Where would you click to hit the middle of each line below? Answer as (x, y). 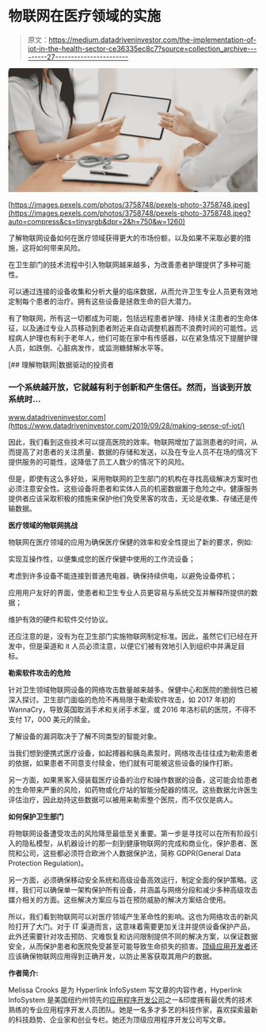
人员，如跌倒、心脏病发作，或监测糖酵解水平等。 (88, 348)
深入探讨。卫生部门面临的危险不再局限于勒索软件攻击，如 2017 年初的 (122, 699)
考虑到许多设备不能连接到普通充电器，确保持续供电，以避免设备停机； (123, 575)
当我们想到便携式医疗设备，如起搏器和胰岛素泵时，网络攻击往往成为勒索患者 (133, 753)
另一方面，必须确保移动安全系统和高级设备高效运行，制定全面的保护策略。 (129, 880)
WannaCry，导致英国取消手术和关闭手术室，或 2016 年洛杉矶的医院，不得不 (132, 709)
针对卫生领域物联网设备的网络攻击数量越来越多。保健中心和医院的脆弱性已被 (133, 690)
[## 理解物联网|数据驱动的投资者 (61, 365)
